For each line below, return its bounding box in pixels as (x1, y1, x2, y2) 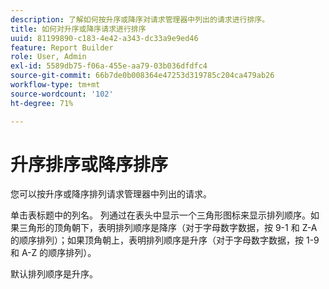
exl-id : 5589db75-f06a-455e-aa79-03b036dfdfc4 (10, 61, 208, 71)
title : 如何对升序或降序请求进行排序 (10, 24, 147, 34)
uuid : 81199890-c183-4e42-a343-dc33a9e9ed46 (10, 33, 199, 43)
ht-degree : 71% (10, 98, 74, 108)
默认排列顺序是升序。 (10, 268, 98, 280)
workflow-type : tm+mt (10, 80, 101, 90)
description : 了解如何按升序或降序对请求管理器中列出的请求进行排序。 (10, 14, 270, 25)
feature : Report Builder (10, 42, 114, 53)
